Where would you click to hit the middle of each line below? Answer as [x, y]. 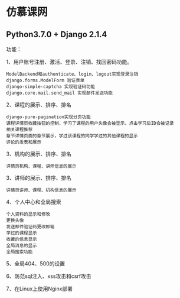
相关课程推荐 [19, 129]
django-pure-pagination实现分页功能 [48, 117]
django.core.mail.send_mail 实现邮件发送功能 [60, 93]
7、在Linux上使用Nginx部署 [39, 289]
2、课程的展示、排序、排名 [39, 105]
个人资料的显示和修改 [28, 214]
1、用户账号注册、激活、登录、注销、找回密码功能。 [69, 62]
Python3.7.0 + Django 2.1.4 [57, 34]
